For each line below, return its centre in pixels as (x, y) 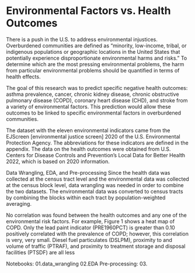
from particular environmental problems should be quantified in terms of (93, 70)
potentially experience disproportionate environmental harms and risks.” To (97, 58)
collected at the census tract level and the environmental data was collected (98, 179)
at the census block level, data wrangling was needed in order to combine (95, 185)
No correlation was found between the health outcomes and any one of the (96, 215)
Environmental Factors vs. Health (88, 11)
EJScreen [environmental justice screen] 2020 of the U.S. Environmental (93, 136)
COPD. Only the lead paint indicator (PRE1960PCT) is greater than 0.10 (90, 227)
